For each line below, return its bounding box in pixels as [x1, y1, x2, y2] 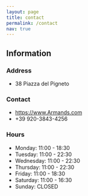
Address [6, 66, 32, 74]
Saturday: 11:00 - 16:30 [14, 176, 72, 183]
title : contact [6, 15, 45, 21]
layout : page [6, 8, 39, 15]
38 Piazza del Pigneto [14, 80, 69, 87]
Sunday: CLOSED [14, 183, 58, 190]
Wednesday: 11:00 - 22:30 [14, 157, 80, 164]
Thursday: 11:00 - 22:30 [14, 163, 75, 171]
